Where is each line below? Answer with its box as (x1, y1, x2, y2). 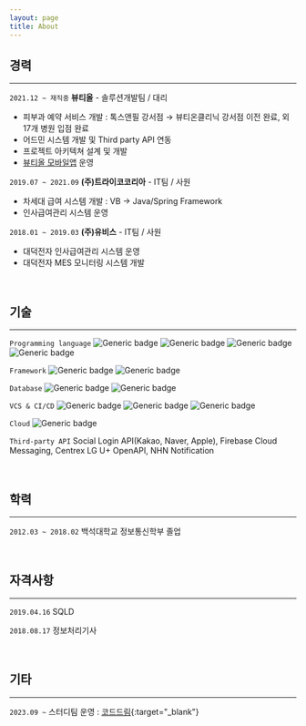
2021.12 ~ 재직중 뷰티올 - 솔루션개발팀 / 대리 (9, 92, 168, 103)
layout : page (9, 13, 59, 23)
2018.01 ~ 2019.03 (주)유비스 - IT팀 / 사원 (9, 227, 162, 238)
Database (9, 384, 43, 394)
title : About (9, 22, 59, 31)
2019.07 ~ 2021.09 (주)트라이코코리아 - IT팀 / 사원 (9, 177, 191, 188)
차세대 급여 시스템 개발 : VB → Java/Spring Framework (22, 196, 223, 207)
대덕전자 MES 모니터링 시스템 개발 (22, 257, 146, 269)
